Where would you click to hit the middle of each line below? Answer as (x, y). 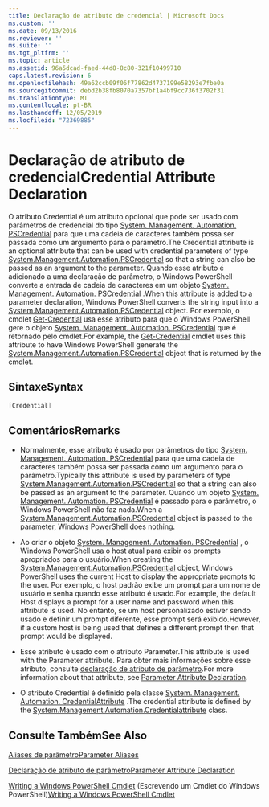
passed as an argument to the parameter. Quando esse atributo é (116, 268)
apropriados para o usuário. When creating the (96, 559)
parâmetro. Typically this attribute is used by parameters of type (125, 476)
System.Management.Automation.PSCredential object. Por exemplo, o (124, 310)
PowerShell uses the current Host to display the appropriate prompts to (138, 576)
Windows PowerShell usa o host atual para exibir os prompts (120, 551)
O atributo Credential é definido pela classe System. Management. (130, 693)
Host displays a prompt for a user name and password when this (127, 602)
